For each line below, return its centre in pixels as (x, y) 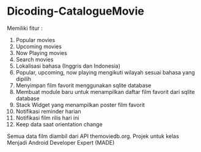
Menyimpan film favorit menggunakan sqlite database (83, 85)
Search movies (35, 59)
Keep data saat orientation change (59, 124)
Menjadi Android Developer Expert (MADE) (61, 142)
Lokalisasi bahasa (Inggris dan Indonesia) (68, 66)
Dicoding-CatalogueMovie (75, 11)
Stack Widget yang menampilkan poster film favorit (80, 104)
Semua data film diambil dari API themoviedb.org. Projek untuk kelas (93, 136)
